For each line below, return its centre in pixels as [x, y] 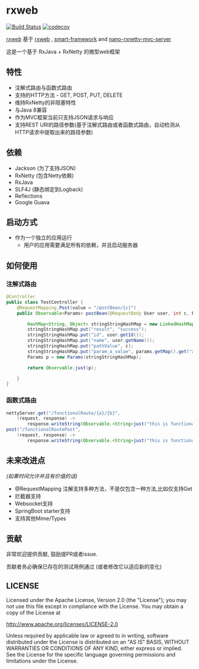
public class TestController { [45, 302]
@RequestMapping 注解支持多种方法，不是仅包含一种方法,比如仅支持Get [103, 489]
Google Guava [32, 202]
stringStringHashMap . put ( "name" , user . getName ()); [91, 341]
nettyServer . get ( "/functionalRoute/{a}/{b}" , [63, 413]
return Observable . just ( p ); [62, 368]
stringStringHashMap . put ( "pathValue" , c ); [81, 346]
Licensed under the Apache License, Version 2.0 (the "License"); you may [97, 600]
